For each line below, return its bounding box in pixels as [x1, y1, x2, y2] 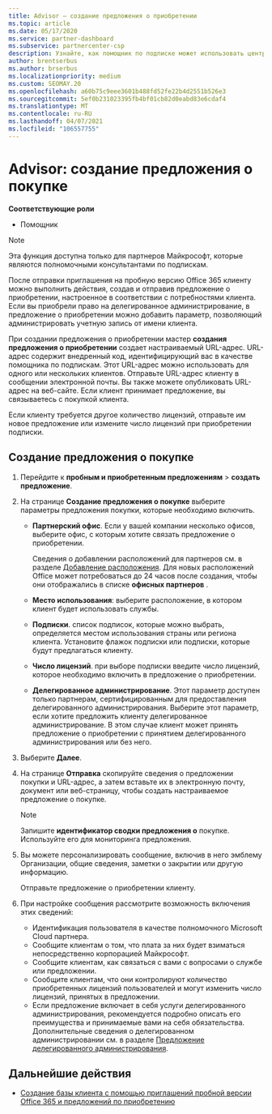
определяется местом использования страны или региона [32, 628, 237, 638]
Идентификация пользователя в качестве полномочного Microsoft [32, 923, 263, 933]
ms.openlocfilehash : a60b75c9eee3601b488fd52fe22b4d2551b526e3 [8, 87, 227, 96]
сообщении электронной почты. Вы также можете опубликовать [8, 377, 233, 386]
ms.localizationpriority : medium [8, 72, 121, 80]
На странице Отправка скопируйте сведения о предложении [19, 768, 233, 778]
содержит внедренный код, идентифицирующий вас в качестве [31, 351, 253, 361]
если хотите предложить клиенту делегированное [32, 711, 208, 721]
